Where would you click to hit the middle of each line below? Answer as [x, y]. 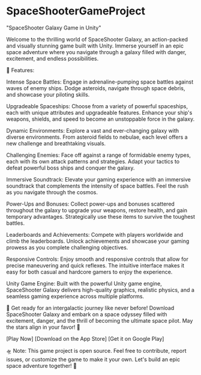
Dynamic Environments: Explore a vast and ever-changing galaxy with [93, 130]
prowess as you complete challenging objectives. [67, 247]
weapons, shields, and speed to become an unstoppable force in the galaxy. [100, 119]
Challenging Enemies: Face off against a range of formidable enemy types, [98, 155]
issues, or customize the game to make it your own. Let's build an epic [93, 359]
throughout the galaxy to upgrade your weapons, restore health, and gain [97, 210]
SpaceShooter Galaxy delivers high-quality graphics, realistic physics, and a [100, 290]
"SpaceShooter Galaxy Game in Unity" [54, 28]
